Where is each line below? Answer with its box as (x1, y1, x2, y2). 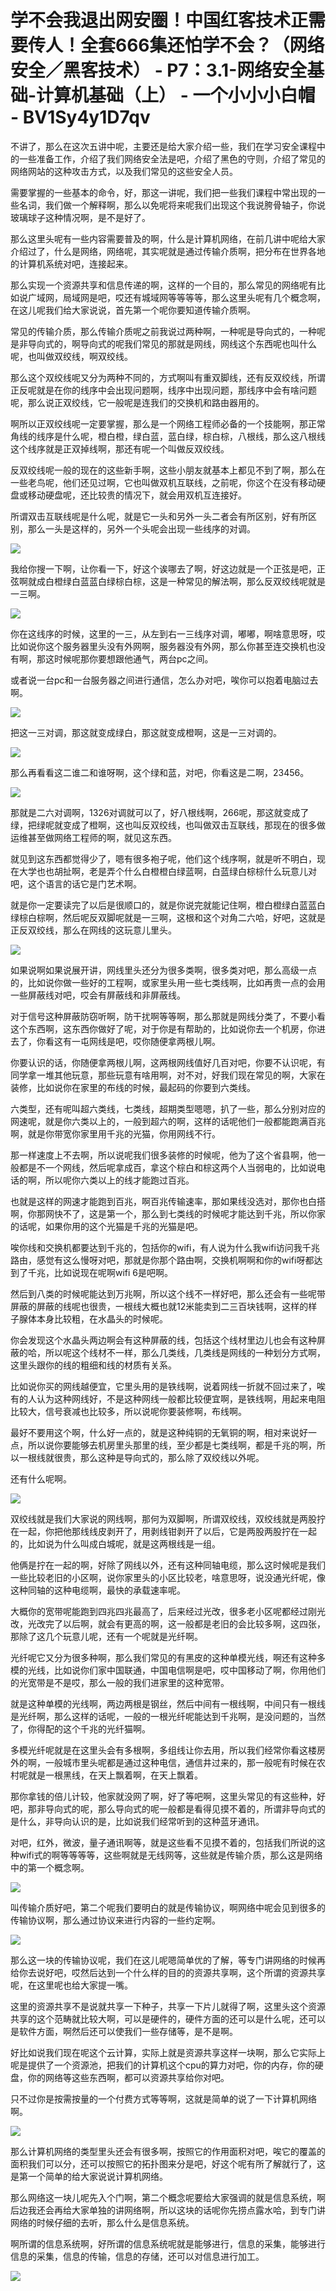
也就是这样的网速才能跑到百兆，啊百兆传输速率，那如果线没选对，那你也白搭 (10, 1195, 326, 1207)
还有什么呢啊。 (10, 1472, 72, 1485)
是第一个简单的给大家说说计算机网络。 (10, 2170, 168, 2182)
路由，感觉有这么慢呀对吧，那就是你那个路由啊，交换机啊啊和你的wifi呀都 (10, 1254, 315, 1266)
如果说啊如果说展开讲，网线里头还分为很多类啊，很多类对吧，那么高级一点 (10, 964, 317, 976)
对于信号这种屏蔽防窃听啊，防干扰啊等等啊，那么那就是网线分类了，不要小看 (10, 1010, 326, 1022)
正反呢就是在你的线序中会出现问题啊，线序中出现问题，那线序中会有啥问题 (10, 384, 317, 396)
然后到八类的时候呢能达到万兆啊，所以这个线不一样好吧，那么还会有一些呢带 (10, 1287, 326, 1300)
